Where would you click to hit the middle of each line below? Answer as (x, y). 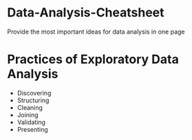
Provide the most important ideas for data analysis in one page (96, 32)
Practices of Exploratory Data (93, 59)
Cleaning (30, 107)
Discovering (34, 93)
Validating (31, 122)
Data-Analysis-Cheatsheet (86, 13)
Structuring (33, 100)
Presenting (32, 129)
